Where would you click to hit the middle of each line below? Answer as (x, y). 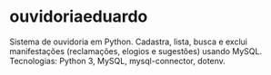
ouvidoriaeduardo (79, 17)
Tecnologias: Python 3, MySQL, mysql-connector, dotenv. (117, 61)
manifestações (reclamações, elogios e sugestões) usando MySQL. (136, 51)
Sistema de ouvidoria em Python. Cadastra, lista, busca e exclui (129, 42)
